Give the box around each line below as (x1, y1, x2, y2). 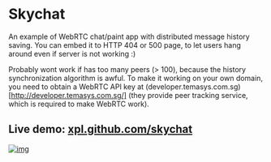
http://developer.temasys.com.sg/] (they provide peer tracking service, (11, 90, 249, 100)
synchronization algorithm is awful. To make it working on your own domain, (8, 73, 264, 83)
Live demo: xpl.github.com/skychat (8, 122, 193, 136)
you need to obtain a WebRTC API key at (8, 82, 144, 92)
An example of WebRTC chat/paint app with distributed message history (8, 32, 250, 41)
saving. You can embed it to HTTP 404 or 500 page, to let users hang (8, 40, 242, 49)
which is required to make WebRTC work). (8, 99, 150, 109)
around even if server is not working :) (8, 49, 136, 58)
